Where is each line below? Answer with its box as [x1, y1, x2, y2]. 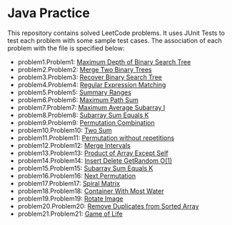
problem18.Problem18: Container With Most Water [17, 186, 164, 195]
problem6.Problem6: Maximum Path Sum [17, 95, 139, 104]
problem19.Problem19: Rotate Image [17, 194, 123, 203]
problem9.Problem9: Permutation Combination [17, 118, 155, 126]
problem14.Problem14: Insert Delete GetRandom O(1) [17, 156, 173, 165]
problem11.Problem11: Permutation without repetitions [17, 134, 175, 142]
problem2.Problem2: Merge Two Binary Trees [17, 65, 152, 74]
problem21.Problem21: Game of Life [17, 209, 123, 218]
